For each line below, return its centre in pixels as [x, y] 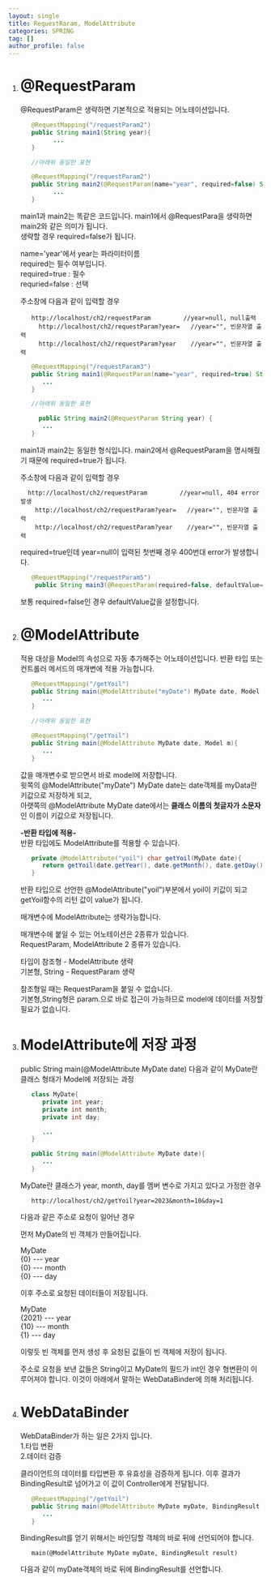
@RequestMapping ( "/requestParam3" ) [91, 367]
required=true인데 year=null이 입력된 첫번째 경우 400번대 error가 [125, 551]
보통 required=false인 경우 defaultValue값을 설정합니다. [110, 602]
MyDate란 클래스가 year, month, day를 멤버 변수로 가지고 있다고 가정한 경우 [140, 1185]
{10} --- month [44, 1326]
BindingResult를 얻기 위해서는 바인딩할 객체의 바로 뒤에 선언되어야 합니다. [137, 1538]
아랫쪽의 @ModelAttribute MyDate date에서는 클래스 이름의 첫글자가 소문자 [140, 805]
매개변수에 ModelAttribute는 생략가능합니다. [91, 917]
